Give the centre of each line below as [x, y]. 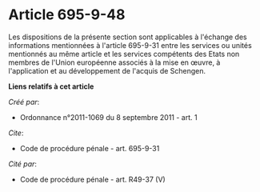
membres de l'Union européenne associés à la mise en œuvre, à [114, 62]
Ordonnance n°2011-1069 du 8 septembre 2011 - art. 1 [108, 117]
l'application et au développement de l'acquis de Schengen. [107, 70]
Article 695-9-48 [67, 15]
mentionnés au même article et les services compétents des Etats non [124, 54]
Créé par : [24, 102]
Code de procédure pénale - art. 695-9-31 [90, 148]
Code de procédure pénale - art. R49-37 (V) [92, 179]
